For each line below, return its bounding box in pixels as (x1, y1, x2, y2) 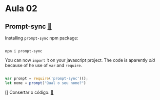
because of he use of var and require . (5, 63, 82, 68)
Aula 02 (5, 3, 38, 14)
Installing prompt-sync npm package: (5, 35, 79, 41)
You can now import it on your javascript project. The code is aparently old (5, 57, 155, 63)
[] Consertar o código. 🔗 (5, 89, 54, 95)
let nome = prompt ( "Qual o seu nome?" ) (5, 81, 86, 85)
